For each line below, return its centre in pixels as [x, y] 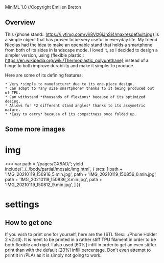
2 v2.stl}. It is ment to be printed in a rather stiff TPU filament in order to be [81, 239]
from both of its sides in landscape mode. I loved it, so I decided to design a [82, 50]
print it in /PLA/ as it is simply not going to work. [53, 255]
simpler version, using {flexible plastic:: [45, 55]
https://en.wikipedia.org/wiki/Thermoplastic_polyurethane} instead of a [77, 60]
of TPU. [13, 93]
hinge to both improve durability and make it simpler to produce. [70, 65]
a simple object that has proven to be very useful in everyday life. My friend [81, 39]
